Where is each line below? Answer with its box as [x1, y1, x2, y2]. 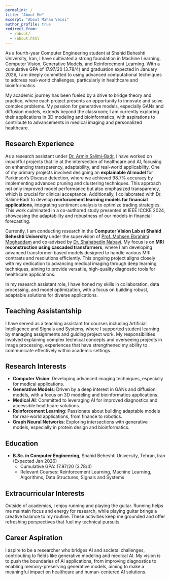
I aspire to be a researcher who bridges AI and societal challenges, [5, 547, 145, 553]
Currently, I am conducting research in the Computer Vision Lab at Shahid [5, 228, 161, 234]
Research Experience [5, 140, 75, 148]
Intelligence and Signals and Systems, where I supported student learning [5, 326, 160, 332]
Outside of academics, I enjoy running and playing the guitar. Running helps [5, 503, 163, 509]
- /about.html [10, 36, 40, 41]
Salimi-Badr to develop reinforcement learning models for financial [5, 196, 148, 202]
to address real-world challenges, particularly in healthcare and [5, 77, 138, 83]
